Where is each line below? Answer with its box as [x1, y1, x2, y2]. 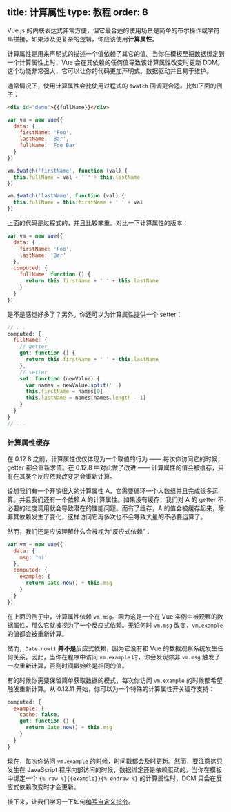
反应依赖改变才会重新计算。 [37, 472, 116, 480]
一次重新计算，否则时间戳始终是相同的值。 [7, 661, 128, 670]
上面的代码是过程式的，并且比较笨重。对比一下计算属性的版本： [7, 219, 188, 227]
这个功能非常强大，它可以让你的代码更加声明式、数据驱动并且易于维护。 [7, 66, 212, 75]
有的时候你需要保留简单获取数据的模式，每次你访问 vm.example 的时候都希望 [7, 676, 223, 684]
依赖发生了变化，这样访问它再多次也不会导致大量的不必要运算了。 [19, 512, 207, 521]
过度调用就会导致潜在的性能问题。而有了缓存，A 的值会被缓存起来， [25, 503, 219, 512]
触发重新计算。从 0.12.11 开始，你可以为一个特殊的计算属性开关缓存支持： [7, 684, 215, 693]
